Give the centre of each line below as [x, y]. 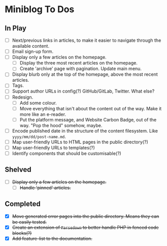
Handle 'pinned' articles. [45, 188]
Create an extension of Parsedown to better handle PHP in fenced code [85, 227]
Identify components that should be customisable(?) [66, 153]
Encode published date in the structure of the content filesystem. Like [85, 131]
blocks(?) [22, 233]
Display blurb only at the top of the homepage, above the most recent [85, 74]
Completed [23, 204]
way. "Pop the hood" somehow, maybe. [61, 125]
